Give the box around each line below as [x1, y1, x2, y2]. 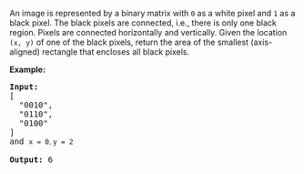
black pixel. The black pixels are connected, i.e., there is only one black [9, 17, 278, 28]
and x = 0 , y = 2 [9, 137, 74, 147]
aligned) [9, 46, 41, 57]
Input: [9, 82, 39, 92]
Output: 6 [9, 155, 53, 165]
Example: [9, 64, 46, 75]
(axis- [249, 36, 273, 47]
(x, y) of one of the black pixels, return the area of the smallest [9, 36, 248, 47]
